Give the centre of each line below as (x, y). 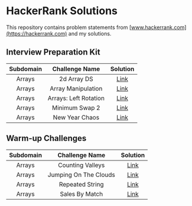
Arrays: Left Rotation (76, 98)
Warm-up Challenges (46, 138)
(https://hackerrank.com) (37, 33)
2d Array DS (76, 79)
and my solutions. (90, 33)
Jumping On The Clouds (81, 175)
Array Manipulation (76, 88)
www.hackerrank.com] (159, 27)
